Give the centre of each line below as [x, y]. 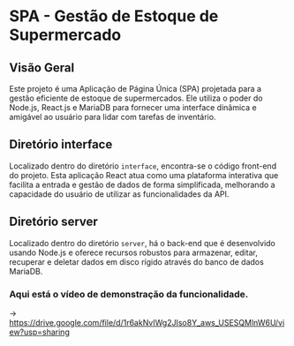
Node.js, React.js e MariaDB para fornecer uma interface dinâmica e [133, 107]
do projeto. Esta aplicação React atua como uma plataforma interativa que [144, 175]
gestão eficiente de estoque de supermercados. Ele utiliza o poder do [136, 98]
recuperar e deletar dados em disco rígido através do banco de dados [137, 261]
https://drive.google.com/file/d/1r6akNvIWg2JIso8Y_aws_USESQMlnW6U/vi [147, 322]
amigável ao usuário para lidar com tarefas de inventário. [113, 117]
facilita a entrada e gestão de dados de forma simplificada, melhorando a [142, 184]
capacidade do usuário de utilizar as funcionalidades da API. [119, 194]
